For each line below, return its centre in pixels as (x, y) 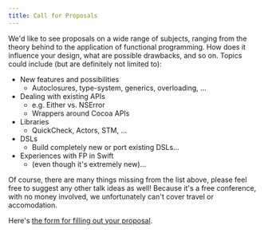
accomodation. (33, 205)
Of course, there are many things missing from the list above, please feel (128, 180)
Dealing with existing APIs (63, 96)
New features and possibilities (69, 79)
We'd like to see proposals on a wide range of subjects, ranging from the (128, 38)
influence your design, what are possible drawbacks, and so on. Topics (125, 55)
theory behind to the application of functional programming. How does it (127, 47)
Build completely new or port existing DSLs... (105, 147)
